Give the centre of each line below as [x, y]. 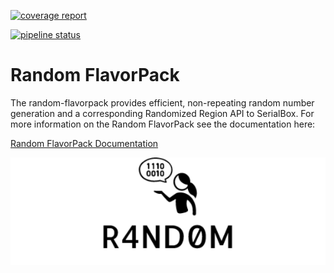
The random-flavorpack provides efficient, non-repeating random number [162, 102]
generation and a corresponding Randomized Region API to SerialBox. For [162, 113]
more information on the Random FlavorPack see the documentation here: [163, 124]
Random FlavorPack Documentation [84, 143]
